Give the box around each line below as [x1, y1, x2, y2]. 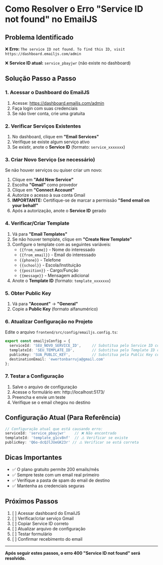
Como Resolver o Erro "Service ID [5, 3, 144, 15]
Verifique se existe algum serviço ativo [12, 139, 90, 145]
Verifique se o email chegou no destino [12, 399, 91, 405]
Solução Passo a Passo [5, 75, 77, 83]
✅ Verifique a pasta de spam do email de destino [12, 477, 110, 483]
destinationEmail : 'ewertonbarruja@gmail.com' [9, 357, 105, 361]
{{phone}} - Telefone [19, 257, 61, 263]
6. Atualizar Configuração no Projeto [5, 318, 93, 325]
